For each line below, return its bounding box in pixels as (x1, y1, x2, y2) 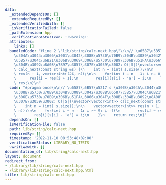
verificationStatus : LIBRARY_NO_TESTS (9, 140, 90, 146)
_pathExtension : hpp (9, 30, 52, 35)
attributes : (9, 39, 35, 44)
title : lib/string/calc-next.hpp (5, 172, 74, 178)
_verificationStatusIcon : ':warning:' (9, 35, 90, 40)
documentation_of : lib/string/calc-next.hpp (5, 149, 98, 154)
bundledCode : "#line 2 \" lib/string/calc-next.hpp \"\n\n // (9, 48, 134, 53)
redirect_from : (5, 158, 37, 163)
